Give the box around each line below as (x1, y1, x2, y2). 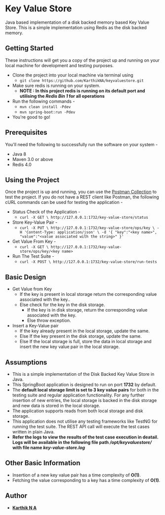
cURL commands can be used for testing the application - (5, 199, 123, 205)
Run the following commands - (12, 98, 75, 104)
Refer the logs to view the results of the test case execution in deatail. (12, 434, 159, 440)
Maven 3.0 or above (12, 156, 53, 162)
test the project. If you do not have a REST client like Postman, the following (5, 194, 159, 200)
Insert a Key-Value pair (12, 323, 59, 329)
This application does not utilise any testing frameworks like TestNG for (12, 418, 158, 424)
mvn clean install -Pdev (19, 104, 71, 109)
